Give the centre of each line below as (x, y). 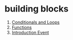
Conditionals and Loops (36, 22)
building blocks (37, 9)
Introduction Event (30, 32)
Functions (22, 27)
